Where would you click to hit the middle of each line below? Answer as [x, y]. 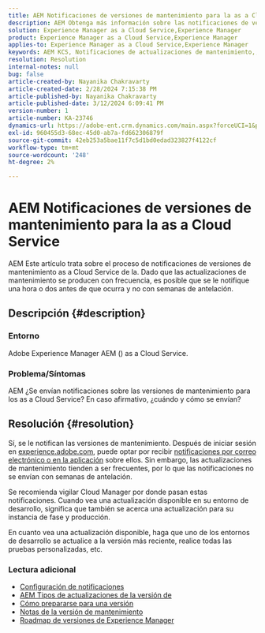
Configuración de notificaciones [72, 587]
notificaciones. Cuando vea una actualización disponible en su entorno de [129, 500]
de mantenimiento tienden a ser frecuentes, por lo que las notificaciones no [131, 468]
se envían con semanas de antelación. [70, 476]
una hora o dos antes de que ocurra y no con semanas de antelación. [121, 289]
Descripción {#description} [77, 314]
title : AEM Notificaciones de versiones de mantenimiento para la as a [128, 15]
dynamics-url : [32, 125]
